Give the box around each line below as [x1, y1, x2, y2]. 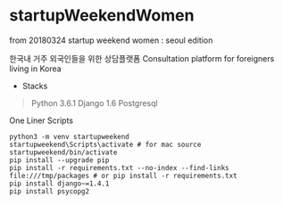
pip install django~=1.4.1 [9, 179, 110, 188]
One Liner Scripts [9, 115, 74, 126]
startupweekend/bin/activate [9, 148, 118, 157]
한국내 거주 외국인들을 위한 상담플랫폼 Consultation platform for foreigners [9, 53, 275, 63]
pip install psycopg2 [9, 186, 90, 196]
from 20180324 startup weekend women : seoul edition [9, 35, 213, 45]
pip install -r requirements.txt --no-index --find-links [9, 163, 229, 172]
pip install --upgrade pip [9, 155, 110, 165]
